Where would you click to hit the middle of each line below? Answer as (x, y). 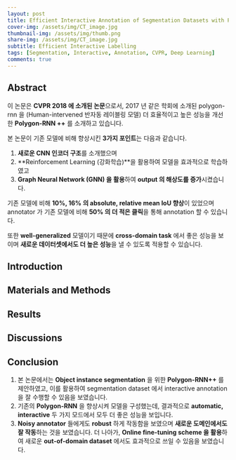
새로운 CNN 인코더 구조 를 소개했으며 (67, 153)
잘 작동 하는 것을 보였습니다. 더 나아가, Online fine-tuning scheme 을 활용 (120, 432)
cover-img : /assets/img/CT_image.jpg (63, 27)
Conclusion (33, 362)
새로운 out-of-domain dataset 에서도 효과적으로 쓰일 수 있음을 (112, 441)
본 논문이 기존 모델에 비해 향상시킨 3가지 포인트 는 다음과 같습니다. (97, 138)
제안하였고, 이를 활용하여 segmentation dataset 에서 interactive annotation (122, 388)
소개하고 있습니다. (99, 123)
